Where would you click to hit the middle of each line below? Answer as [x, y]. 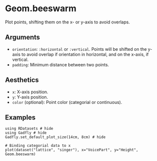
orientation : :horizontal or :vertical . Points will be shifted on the [79, 49]
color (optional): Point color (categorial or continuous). [67, 102]
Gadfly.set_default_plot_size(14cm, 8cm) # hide [55, 137]
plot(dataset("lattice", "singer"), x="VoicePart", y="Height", [72, 150]
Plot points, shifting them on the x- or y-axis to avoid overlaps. [68, 22]
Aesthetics [22, 80]
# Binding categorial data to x [38, 146]
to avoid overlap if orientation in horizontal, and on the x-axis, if [85, 54]
